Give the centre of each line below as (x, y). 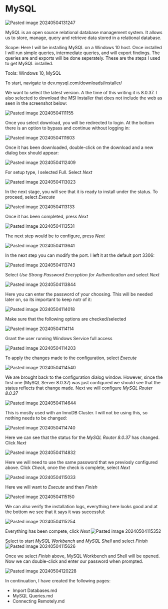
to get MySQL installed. (29, 63)
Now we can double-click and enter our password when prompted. (74, 561)
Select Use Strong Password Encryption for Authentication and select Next (82, 274)
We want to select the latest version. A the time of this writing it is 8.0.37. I (81, 92)
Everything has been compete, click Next (47, 531)
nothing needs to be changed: (36, 418)
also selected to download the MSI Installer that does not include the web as (84, 98)
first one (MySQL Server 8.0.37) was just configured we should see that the (83, 382)
